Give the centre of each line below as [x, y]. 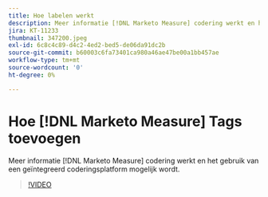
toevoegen [45, 138]
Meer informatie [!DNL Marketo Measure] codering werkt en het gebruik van [134, 160]
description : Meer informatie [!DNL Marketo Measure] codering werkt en [132, 23]
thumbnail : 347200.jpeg [48, 38]
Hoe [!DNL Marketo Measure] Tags [125, 121]
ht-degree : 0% [32, 75]
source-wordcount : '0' [46, 68]
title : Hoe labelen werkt [51, 16]
